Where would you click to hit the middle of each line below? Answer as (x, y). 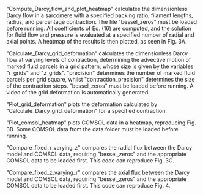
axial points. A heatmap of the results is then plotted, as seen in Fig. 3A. (97, 41)
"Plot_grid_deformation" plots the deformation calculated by (82, 104)
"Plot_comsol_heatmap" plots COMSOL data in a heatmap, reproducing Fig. (102, 123)
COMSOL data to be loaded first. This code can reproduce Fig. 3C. (90, 161)
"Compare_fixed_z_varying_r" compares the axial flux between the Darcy (98, 172)
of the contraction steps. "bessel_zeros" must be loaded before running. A (100, 86)
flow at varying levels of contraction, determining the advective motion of (99, 60)
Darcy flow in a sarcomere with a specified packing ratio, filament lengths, (100, 15)
